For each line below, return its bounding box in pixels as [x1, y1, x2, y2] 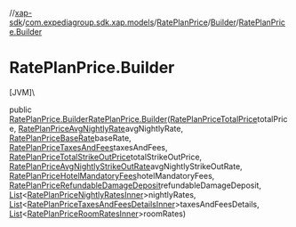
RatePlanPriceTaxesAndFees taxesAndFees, [9, 142, 168, 152]
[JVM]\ [9, 86, 36, 97]
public [9, 104, 33, 115]
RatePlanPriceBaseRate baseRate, [9, 133, 132, 143]
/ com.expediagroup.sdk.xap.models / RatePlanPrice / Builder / [21, 17, 239, 28]
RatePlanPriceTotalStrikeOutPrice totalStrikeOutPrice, [9, 151, 203, 162]
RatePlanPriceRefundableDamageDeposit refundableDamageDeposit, [9, 180, 262, 191]
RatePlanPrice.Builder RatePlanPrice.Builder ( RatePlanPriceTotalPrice [9, 113, 258, 124]
